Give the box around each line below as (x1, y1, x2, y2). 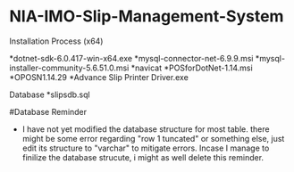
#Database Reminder (9, 106, 88, 117)
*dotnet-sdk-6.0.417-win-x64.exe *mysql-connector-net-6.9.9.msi (9, 53, 254, 63)
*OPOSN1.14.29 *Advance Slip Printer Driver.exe (9, 71, 189, 82)
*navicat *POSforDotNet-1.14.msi (130, 62, 253, 73)
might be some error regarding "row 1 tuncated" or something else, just (21, 133, 285, 143)
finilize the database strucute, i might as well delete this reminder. (21, 152, 265, 162)
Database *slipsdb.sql (9, 89, 91, 100)
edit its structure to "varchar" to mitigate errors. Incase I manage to (21, 143, 270, 153)
